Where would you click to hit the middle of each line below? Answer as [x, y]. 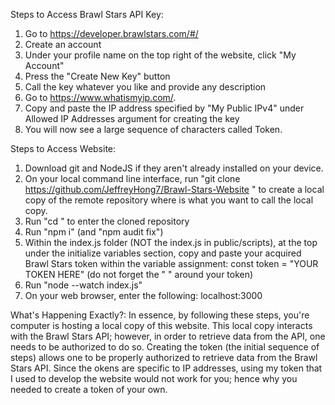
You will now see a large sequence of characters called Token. [153, 129]
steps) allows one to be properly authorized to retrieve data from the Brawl [164, 357]
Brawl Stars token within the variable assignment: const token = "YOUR [171, 263]
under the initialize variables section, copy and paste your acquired [163, 253]
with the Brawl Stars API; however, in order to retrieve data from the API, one [168, 336]
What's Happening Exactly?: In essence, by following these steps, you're [160, 315]
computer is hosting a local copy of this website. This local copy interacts [161, 325]
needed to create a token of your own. [89, 389]
